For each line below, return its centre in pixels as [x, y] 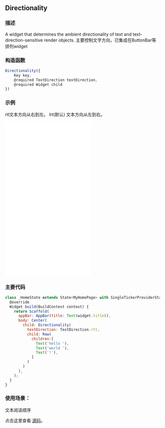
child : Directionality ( [47, 325]
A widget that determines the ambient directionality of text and [68, 34]
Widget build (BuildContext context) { [49, 307]
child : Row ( [39, 334]
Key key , [23, 75]
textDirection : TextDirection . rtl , [63, 330]
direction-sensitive [24, 40]
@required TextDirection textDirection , [56, 80]
